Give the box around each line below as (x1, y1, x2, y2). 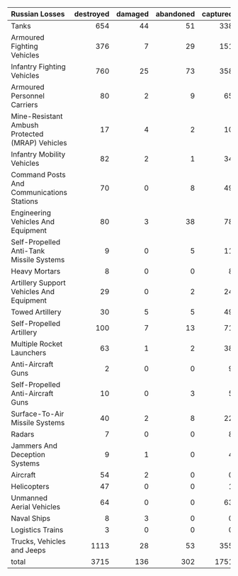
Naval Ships (11, 514, 51, 523)
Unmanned (11, 493, 48, 502)
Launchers (11, 348, 47, 357)
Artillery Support (11, 278, 66, 288)
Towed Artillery (11, 307, 62, 317)
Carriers (11, 100, 38, 109)
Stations (11, 196, 39, 206)
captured (201, 9, 234, 18)
